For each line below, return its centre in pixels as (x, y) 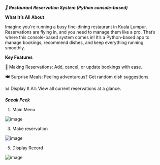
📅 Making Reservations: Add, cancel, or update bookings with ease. (74, 67)
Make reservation (30, 129)
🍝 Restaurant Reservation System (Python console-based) (66, 8)
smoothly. (15, 48)
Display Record (28, 148)
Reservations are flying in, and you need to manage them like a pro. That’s (80, 32)
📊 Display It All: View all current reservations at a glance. (63, 88)
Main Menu (24, 109)
